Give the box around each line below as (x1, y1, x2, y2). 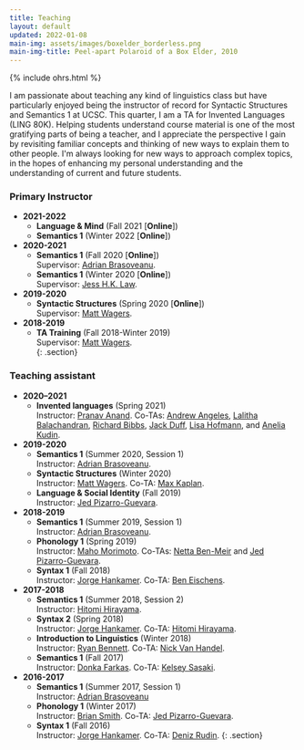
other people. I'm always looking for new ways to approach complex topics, (9, 148, 293, 160)
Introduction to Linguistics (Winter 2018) (35, 632, 192, 643)
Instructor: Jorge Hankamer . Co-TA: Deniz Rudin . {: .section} (35, 729, 263, 740)
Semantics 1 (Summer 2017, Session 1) (35, 681, 182, 692)
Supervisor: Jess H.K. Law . (35, 279, 138, 290)
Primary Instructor (9, 191, 93, 203)
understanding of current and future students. (9, 168, 182, 179)
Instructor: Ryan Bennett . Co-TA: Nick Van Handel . (35, 642, 226, 653)
